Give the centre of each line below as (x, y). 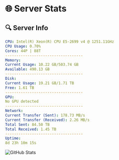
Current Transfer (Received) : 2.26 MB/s (48, 120)
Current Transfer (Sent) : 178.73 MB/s (45, 115)
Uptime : (13, 138)
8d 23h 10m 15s (21, 143)
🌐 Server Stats (36, 9)
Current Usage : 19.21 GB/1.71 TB (40, 83)
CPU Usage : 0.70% (23, 46)
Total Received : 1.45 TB (31, 129)
